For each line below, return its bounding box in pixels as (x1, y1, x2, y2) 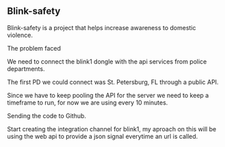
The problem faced (7, 44, 62, 52)
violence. (7, 31, 33, 39)
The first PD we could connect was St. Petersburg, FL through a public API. (7, 78, 219, 86)
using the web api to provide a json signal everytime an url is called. (7, 132, 198, 140)
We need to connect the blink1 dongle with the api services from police (7, 57, 207, 66)
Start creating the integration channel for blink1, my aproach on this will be (7, 124, 217, 133)
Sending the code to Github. (7, 111, 87, 120)
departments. (7, 64, 45, 72)
